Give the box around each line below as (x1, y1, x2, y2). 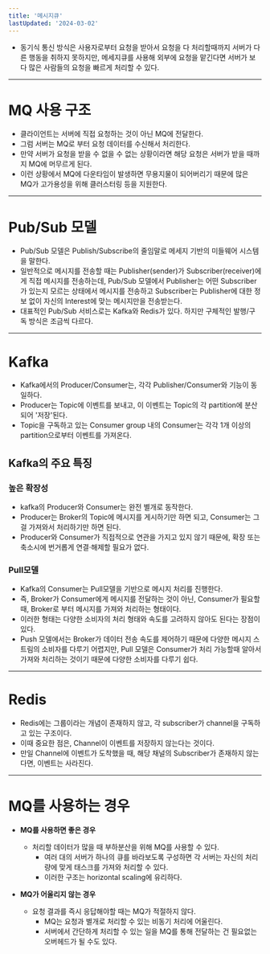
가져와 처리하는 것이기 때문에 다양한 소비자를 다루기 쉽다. (19, 654, 198, 664)
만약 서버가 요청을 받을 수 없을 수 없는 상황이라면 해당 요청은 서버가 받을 (19, 149, 245, 159)
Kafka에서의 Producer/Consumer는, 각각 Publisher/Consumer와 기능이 (19, 380, 249, 390)
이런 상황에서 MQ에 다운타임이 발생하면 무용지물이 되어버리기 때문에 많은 (19, 170, 249, 179)
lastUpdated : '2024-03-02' (8, 19, 99, 27)
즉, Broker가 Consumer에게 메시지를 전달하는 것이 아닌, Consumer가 (19, 594, 239, 604)
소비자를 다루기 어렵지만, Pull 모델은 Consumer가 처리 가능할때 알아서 (41, 645, 262, 654)
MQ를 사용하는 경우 (8, 797, 130, 816)
